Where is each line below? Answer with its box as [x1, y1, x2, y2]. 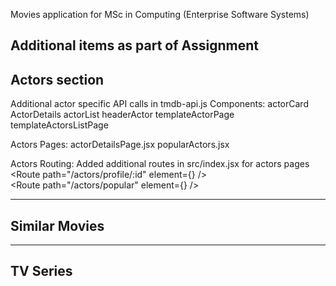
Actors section [10, 71, 105, 88]
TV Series [10, 263, 73, 280]
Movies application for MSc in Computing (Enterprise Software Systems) [10, 9, 310, 20]
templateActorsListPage [10, 119, 109, 131]
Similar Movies [10, 217, 105, 234]
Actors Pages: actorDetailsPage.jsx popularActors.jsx [10, 139, 230, 151]
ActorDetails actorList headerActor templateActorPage [10, 109, 235, 121]
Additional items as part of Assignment [10, 37, 259, 54]
